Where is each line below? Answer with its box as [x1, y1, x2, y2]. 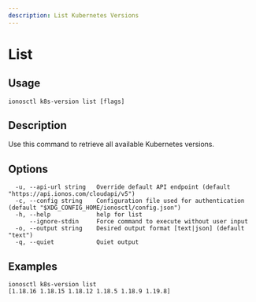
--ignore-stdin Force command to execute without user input [28, 218, 248, 226]
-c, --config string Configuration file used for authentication [15, 197, 245, 205]
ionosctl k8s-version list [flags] [8, 98, 125, 105]
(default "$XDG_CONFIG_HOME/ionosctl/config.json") [8, 204, 181, 212]
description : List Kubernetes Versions [8, 11, 139, 20]
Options [8, 162, 49, 175]
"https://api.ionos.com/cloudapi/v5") [8, 190, 135, 198]
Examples [8, 260, 58, 273]
